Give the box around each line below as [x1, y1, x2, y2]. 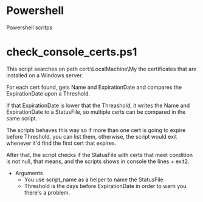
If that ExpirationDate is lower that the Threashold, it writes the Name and [6, 102, 190, 109]
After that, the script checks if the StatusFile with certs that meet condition [6, 151, 193, 158]
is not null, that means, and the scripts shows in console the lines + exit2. [6, 158, 190, 165]
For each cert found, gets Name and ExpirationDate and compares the [6, 83, 182, 91]
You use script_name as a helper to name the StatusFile [24, 176, 164, 183]
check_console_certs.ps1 [6, 45, 137, 59]
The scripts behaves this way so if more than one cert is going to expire [6, 126, 186, 134]
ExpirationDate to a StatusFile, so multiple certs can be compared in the [6, 108, 186, 116]
